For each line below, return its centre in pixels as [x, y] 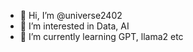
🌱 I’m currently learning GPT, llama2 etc [101, 36]
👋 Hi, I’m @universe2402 [71, 15]
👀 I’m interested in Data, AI [74, 26]
